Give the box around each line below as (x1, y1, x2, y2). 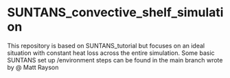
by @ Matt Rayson (7, 63, 59, 71)
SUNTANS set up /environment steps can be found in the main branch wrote (7, 56, 223, 64)
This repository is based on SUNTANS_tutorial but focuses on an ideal (7, 41, 205, 50)
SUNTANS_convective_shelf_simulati (7, 5, 224, 20)
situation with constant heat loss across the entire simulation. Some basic (7, 49, 215, 57)
